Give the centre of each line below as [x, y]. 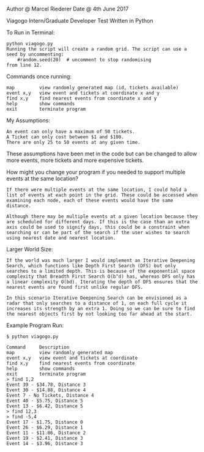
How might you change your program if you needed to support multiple [96, 172]
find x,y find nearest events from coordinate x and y [82, 98]
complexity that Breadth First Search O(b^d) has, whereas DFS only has [101, 276]
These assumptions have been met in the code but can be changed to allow [102, 154]
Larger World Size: [30, 249]
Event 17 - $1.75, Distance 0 [45, 422]
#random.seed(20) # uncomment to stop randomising [84, 60]
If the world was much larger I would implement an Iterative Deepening [101, 261]
